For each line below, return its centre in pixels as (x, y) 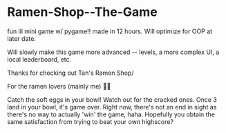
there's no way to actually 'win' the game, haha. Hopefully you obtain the (111, 114)
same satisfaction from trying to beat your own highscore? (91, 121)
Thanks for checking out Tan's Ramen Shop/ (70, 73)
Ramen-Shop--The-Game (82, 12)
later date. (22, 38)
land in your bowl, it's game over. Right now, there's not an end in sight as (112, 107)
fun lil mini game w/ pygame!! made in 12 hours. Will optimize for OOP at (110, 31)
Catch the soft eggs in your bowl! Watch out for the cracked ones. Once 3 (112, 99)
